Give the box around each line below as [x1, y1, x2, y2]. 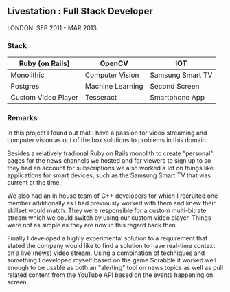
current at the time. [7, 179, 62, 187]
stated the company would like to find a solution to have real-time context [7, 242, 216, 250]
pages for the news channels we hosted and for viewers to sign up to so [7, 157, 211, 165]
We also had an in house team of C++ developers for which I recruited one [7, 192, 218, 200]
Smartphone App [150, 93, 205, 102]
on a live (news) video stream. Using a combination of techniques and [7, 249, 205, 257]
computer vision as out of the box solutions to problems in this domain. [7, 136, 208, 144]
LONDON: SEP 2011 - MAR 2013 [7, 23, 97, 32]
